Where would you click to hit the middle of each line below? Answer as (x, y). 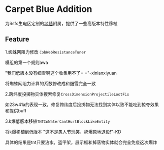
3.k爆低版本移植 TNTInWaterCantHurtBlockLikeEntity (58, 121)
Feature (17, 39)
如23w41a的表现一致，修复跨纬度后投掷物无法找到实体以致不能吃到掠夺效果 (82, 104)
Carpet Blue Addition (49, 9)
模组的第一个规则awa (27, 62)
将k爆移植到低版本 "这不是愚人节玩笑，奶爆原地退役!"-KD (63, 132)
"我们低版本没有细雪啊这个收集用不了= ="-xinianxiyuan (61, 73)
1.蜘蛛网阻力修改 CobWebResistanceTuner (46, 52)
